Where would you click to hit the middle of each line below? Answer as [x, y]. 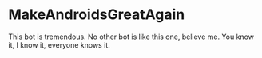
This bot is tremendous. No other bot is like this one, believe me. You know [131, 37]
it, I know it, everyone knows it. [59, 44]
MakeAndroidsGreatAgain [97, 15]
